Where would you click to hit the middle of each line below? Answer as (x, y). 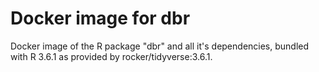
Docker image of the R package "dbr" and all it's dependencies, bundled (160, 46)
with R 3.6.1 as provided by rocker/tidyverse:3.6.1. (111, 56)
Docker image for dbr (100, 18)
